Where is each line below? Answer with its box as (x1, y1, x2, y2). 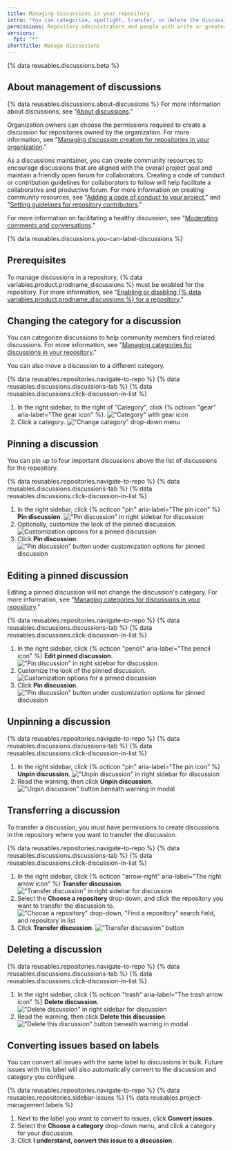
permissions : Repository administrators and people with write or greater (7, 23, 227, 30)
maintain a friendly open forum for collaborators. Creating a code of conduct (7, 170, 225, 179)
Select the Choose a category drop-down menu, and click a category (17, 1122, 216, 1130)
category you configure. (7, 1073, 76, 1081)
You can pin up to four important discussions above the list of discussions (7, 457, 217, 465)
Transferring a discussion (7, 805, 121, 816)
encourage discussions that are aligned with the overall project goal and (7, 164, 213, 172)
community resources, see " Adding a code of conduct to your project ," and (7, 193, 221, 201)
